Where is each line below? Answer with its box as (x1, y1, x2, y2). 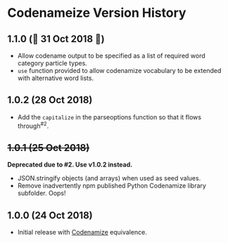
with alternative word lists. (17, 74, 94, 82)
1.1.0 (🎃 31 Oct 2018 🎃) (7, 33, 105, 45)
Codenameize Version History (7, 5, 186, 21)
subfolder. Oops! (17, 189, 66, 197)
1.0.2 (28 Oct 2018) (7, 94, 93, 106)
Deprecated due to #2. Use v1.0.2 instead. (7, 160, 133, 169)
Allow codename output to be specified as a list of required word (17, 51, 205, 60)
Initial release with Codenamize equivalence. (17, 228, 148, 237)
